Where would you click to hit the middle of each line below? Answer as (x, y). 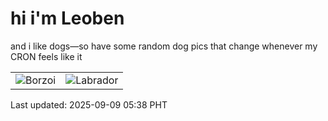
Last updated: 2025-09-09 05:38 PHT (89, 104)
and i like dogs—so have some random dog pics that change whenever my (164, 46)
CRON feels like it (46, 56)
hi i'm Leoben (67, 18)
